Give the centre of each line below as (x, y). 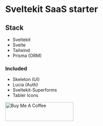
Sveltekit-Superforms (35, 90)
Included (16, 68)
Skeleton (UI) (26, 79)
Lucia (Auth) (25, 85)
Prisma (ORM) (27, 55)
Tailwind (21, 50)
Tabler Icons (25, 95)
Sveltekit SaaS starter (51, 9)
